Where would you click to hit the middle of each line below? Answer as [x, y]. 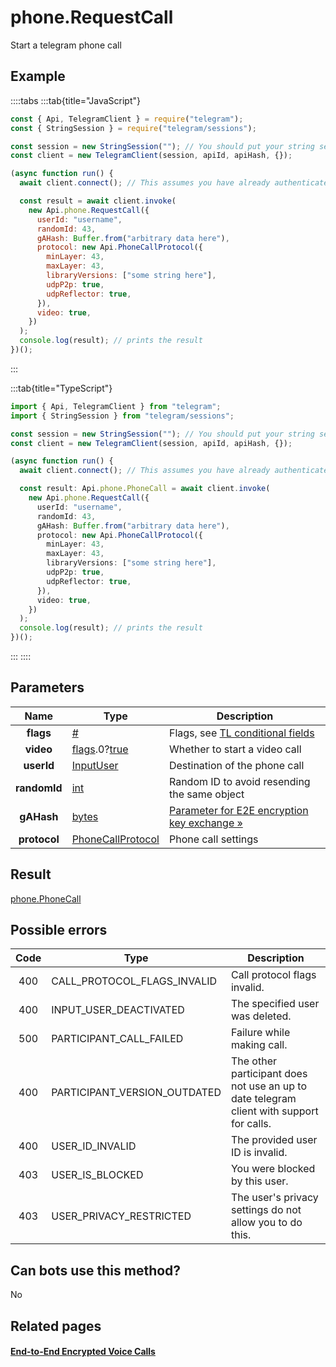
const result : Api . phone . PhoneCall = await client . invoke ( [145, 489]
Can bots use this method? [96, 1270]
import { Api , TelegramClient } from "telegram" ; [116, 406]
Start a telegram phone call [66, 45]
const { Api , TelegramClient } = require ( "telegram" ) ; [127, 119]
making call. [259, 1045]
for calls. [251, 1124]
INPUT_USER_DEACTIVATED [118, 1010]
